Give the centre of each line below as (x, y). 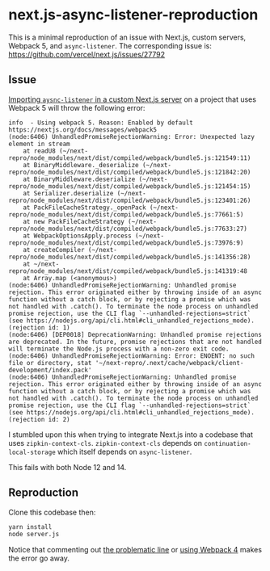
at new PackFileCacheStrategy (74, 221)
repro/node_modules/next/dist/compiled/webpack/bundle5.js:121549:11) (130, 158)
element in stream (39, 144)
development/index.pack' (50, 370)
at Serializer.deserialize (68, 193)
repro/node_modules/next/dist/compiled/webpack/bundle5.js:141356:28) (130, 257)
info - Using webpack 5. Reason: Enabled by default (101, 123)
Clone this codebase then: (52, 512)
